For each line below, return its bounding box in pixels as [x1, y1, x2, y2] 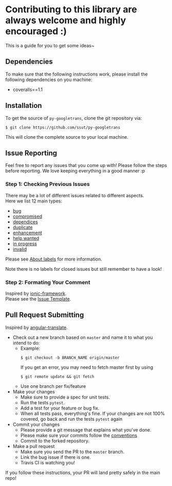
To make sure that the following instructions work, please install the [5, 71, 148, 77]
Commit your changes [12, 421, 60, 427]
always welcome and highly [5, 14, 126, 26]
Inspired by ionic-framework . [5, 290, 67, 296]
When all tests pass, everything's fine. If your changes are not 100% [20, 410, 165, 417]
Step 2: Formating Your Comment [5, 278, 91, 286]
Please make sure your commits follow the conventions [20, 432, 138, 438]
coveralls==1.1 [12, 86, 43, 92]
